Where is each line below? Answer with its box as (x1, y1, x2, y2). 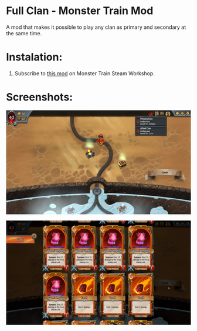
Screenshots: (6, 91, 73, 104)
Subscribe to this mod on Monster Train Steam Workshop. (14, 69, 155, 77)
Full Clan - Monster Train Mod (6, 4, 154, 18)
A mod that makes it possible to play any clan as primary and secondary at (6, 24, 186, 31)
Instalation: (6, 51, 63, 64)
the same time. (6, 29, 42, 36)
